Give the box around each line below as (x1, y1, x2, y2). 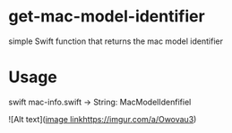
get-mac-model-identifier (8, 6, 205, 27)
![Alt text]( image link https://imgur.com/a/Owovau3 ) (8, 113, 197, 124)
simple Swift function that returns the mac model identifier (8, 36, 223, 46)
